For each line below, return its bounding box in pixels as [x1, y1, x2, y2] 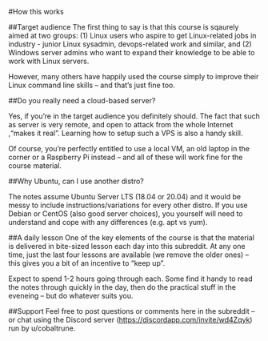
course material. [8, 161, 62, 170]
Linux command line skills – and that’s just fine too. [8, 80, 176, 90]
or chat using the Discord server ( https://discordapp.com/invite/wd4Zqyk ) [8, 315, 253, 324]
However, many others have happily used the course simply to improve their [8, 72, 259, 81]
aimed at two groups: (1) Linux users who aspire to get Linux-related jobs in [8, 31, 257, 40]
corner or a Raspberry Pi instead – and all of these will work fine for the [8, 152, 243, 162]
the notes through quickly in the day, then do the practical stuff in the [8, 283, 236, 291]
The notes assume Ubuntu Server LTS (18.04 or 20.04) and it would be [8, 192, 242, 201]
